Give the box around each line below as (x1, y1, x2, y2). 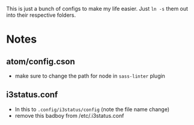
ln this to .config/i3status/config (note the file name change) (14, 105, 170, 113)
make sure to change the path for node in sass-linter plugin (14, 72, 165, 79)
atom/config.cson (6, 56, 75, 67)
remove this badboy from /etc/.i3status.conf (14, 112, 124, 119)
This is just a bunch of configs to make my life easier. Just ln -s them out (6, 5, 188, 12)
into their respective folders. (6, 11, 76, 19)
